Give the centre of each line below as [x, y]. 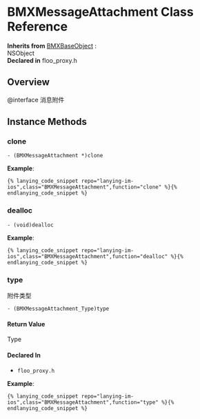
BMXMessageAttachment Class [101, 12]
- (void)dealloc [30, 225]
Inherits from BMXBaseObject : [52, 46]
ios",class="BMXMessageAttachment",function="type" [83, 402]
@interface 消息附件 [36, 99]
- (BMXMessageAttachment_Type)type [58, 309]
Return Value [26, 324]
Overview [29, 82]
